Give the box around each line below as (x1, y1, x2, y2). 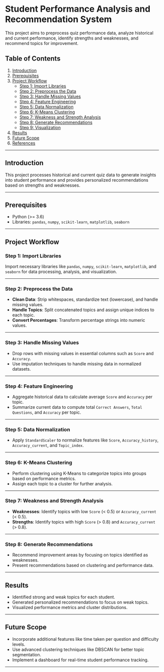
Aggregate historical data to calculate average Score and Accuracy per (12, 394, 153, 399)
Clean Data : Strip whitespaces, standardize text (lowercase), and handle (12, 296, 158, 302)
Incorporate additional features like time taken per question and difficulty (12, 636, 159, 642)
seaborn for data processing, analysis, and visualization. (5, 269, 117, 274)
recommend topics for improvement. (5, 40, 79, 46)
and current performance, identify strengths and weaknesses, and (5, 35, 139, 41)
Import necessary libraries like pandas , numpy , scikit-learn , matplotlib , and (5, 264, 157, 270)
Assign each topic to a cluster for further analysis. (12, 481, 113, 486)
